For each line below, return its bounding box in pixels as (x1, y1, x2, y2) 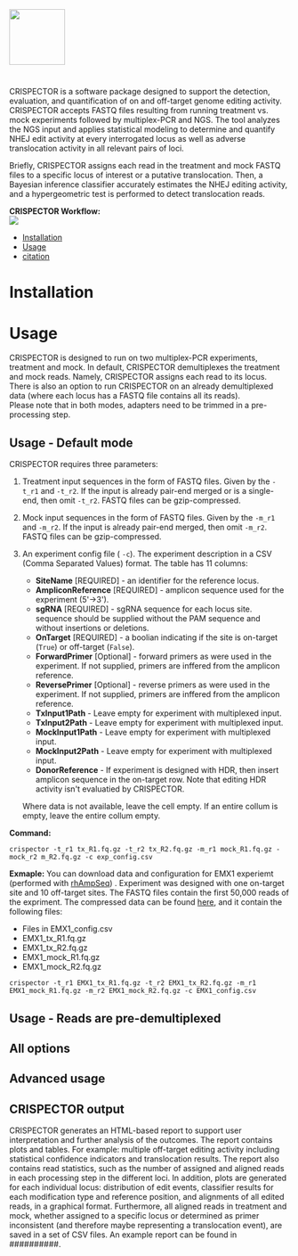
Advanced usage (9, 1071, 106, 1087)
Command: (9, 828, 52, 839)
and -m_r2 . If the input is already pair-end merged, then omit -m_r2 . (21, 521, 268, 533)
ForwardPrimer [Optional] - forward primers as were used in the (35, 651, 272, 662)
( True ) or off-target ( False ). (35, 642, 135, 653)
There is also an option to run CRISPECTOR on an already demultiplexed (9, 381, 274, 391)
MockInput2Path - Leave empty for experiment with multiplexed (35, 746, 273, 757)
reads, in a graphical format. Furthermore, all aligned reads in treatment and (9, 1201, 287, 1211)
